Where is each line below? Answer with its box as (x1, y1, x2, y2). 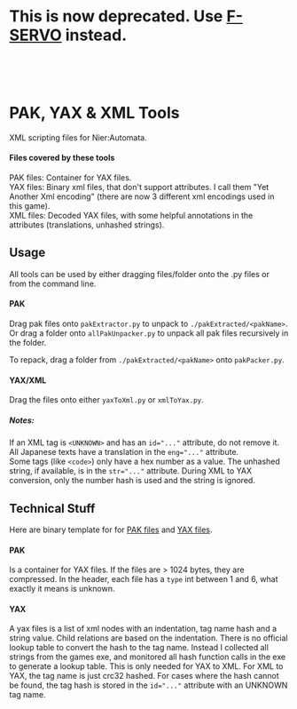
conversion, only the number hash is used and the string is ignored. (9, 475, 255, 486)
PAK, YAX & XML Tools (9, 103, 180, 123)
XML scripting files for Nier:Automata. (9, 131, 148, 143)
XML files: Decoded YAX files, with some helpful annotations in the (9, 211, 254, 221)
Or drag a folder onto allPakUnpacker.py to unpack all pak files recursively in (9, 328, 289, 339)
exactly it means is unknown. (9, 584, 115, 594)
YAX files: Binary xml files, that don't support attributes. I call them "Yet (9, 182, 270, 193)
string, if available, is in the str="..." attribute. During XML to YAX (9, 466, 253, 476)
